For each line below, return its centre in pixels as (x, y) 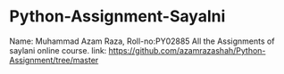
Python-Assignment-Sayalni (117, 16)
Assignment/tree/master (54, 60)
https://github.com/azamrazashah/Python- (187, 50)
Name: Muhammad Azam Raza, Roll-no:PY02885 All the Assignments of (142, 41)
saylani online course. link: (58, 50)
